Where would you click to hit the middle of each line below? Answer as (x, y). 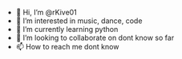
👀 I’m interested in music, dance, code (79, 21)
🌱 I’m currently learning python (67, 29)
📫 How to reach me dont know (67, 47)
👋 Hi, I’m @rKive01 (47, 12)
